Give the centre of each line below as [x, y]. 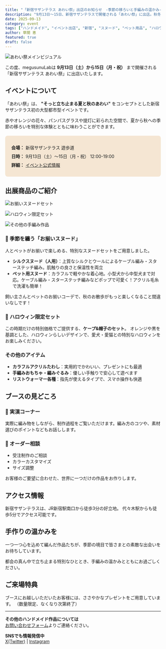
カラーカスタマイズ [32, 461]
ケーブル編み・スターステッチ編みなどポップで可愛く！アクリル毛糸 [90, 280]
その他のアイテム [25, 355]
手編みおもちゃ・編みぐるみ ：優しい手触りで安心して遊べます [75, 373]
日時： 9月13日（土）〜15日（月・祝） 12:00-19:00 [63, 156]
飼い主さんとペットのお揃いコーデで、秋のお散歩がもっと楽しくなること [79, 296]
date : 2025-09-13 [23, 19]
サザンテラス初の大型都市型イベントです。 [48, 110]
